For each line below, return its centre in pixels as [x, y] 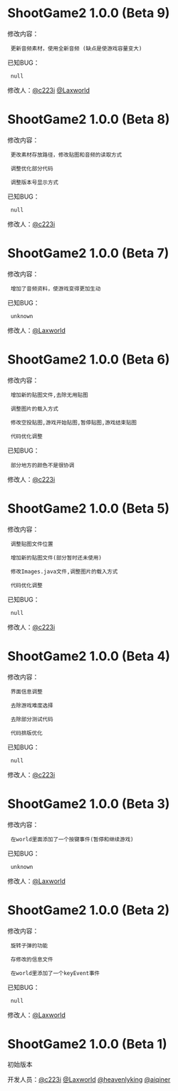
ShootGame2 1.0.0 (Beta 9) [89, 13]
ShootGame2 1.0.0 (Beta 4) [89, 656]
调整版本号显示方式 [35, 182]
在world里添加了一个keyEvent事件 [55, 973]
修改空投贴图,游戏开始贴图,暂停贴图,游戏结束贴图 [74, 422]
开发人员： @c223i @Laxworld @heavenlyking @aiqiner [89, 1080]
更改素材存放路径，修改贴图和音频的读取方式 [66, 154]
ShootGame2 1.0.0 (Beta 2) [89, 910]
